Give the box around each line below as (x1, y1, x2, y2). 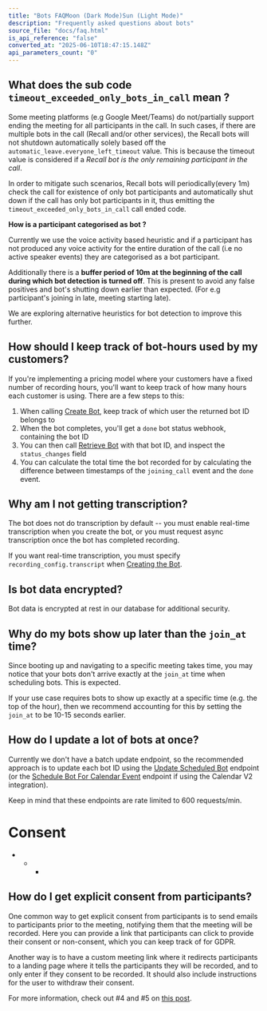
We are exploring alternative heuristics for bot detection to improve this (8, 308, 242, 318)
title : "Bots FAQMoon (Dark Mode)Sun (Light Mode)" (8, 11, 183, 20)
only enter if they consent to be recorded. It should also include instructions (8, 969, 257, 979)
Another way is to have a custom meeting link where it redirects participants (8, 952, 258, 961)
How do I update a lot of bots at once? (8, 733, 199, 747)
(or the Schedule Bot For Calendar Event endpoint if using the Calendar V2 (8, 771, 253, 781)
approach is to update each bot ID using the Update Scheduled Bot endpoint (8, 762, 260, 772)
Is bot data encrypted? (8, 583, 124, 596)
